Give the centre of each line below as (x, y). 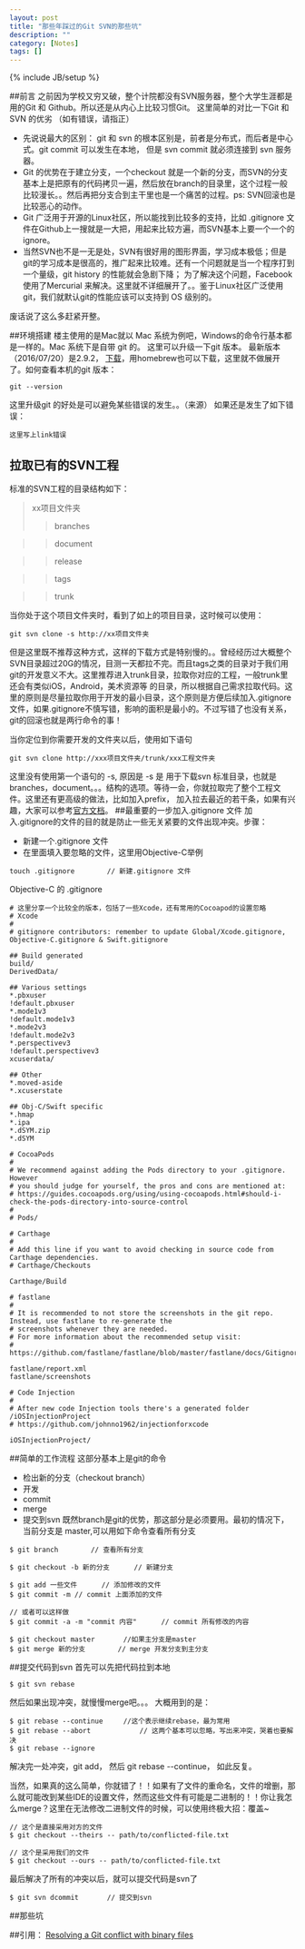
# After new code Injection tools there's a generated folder (129, 1408)
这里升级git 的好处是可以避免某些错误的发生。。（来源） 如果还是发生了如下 (148, 405)
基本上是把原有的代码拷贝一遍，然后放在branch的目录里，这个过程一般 (155, 183)
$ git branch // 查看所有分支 (76, 1550)
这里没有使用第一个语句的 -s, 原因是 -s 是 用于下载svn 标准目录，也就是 (143, 776)
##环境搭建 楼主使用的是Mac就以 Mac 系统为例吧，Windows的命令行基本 (147, 336)
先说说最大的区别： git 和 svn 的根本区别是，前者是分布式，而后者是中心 (157, 138)
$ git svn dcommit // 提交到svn (81, 1897)
